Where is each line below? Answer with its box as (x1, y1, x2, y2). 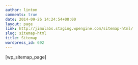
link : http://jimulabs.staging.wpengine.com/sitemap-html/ (5, 26, 133, 31)
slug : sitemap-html (5, 31, 47, 36)
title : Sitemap (5, 36, 38, 41)
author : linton (5, 7, 38, 13)
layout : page (5, 21, 33, 27)
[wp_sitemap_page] (5, 54, 47, 60)
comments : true (5, 12, 38, 17)
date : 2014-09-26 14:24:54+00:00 (5, 17, 76, 22)
